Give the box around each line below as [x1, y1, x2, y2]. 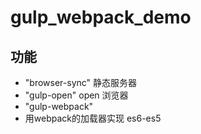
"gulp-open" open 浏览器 [24, 89, 129, 101]
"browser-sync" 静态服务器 [24, 77, 138, 88]
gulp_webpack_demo [10, 6, 192, 29]
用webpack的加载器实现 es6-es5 [24, 112, 162, 124]
